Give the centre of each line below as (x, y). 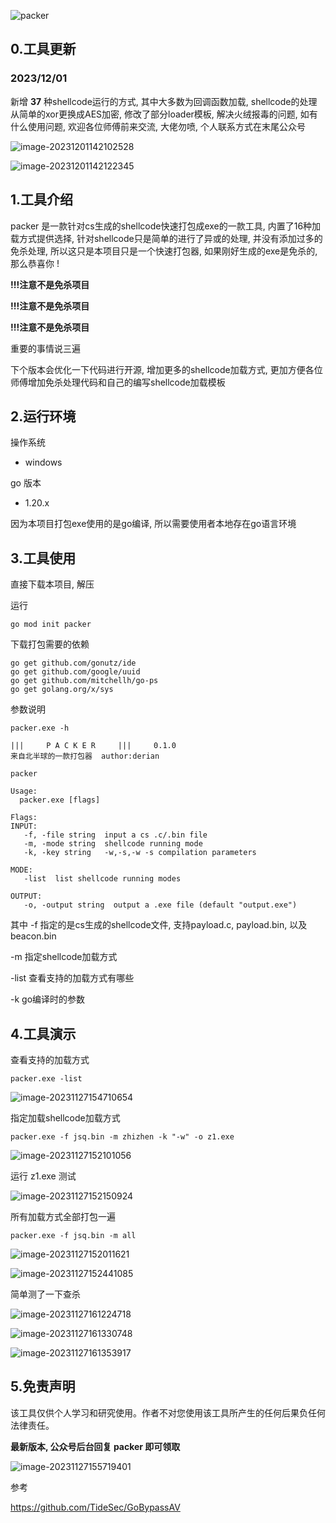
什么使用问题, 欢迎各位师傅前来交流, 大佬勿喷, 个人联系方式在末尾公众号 (158, 126)
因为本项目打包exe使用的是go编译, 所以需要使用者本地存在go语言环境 (153, 524)
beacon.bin (33, 936)
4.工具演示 (43, 1033)
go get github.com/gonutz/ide (73, 663)
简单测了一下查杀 (45, 1294)
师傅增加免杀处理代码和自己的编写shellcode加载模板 (118, 382)
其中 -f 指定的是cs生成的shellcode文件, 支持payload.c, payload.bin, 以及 (159, 925)
